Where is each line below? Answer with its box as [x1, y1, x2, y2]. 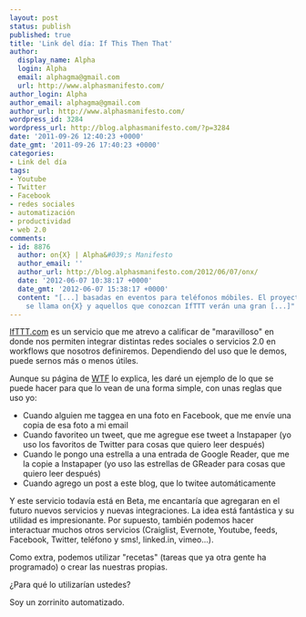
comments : [9, 233, 47, 242]
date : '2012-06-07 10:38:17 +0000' [17, 276, 153, 285]
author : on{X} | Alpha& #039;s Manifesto [17, 251, 173, 260]
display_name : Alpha [17, 56, 96, 65]
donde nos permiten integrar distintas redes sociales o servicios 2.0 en [9, 336, 276, 347]
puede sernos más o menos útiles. [9, 355, 139, 366]
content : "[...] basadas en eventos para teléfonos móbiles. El [17, 293, 267, 302]
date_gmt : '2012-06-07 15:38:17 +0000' [17, 284, 169, 293]
